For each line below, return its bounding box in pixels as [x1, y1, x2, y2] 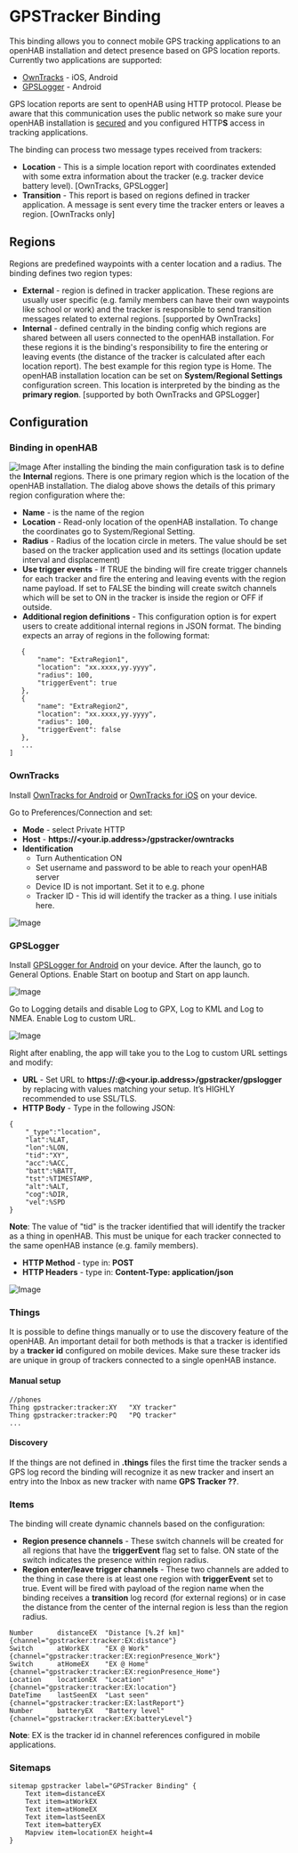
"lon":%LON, [25, 1143, 69, 1152]
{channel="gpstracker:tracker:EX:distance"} [9, 1637, 177, 1646]
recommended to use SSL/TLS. [21, 1093, 138, 1104]
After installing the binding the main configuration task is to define [43, 461, 285, 473]
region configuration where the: [9, 490, 125, 500]
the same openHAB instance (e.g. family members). [9, 1240, 198, 1251]
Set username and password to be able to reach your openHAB [35, 862, 268, 873]
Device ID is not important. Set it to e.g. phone [35, 881, 205, 891]
